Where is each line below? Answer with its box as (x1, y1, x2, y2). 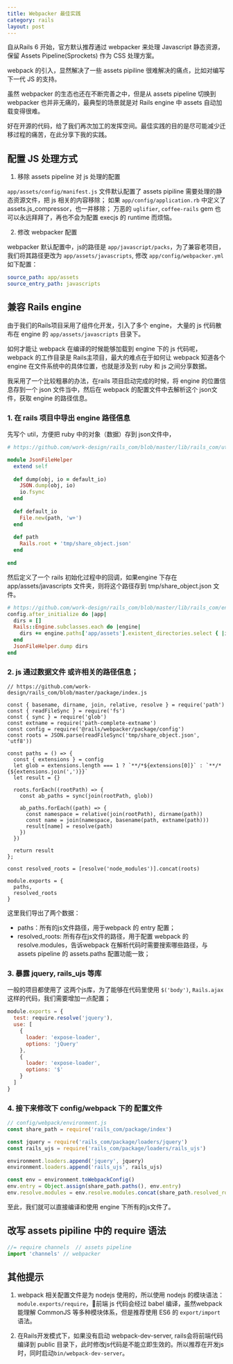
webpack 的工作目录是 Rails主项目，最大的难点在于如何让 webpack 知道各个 (7, 353, 226, 361)
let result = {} (13, 774, 60, 781)
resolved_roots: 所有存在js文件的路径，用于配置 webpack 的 (17, 932, 189, 941)
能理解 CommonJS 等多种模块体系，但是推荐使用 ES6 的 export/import (17, 1308, 221, 1317)
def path (13, 534, 39, 541)
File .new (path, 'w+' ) (19, 514, 82, 521)
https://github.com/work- (16, 683, 92, 690)
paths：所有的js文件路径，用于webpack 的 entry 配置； (17, 923, 175, 932)
